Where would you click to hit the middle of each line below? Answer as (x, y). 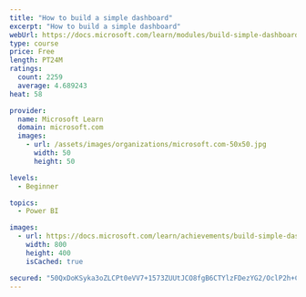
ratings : (26, 69)
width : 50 (52, 153)
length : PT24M (36, 60)
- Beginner (38, 186)
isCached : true (55, 261)
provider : (28, 110)
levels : (24, 178)
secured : (26, 278)
